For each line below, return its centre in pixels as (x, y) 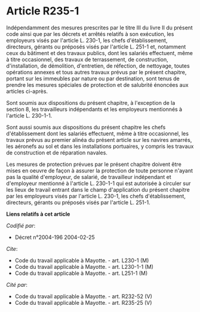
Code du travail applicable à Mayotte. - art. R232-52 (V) (83, 296)
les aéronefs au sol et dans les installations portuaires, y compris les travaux (100, 146)
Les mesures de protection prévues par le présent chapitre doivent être (94, 164)
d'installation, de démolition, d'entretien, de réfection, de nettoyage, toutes (98, 66)
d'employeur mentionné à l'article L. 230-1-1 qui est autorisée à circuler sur (99, 183)
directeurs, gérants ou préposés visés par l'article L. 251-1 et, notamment (96, 47)
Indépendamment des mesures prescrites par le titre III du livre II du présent (99, 28)
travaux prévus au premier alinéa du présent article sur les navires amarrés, (99, 140)
